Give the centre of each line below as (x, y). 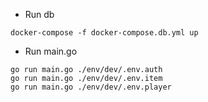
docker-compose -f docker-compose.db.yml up (104, 33)
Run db (39, 14)
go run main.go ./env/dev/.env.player (91, 87)
